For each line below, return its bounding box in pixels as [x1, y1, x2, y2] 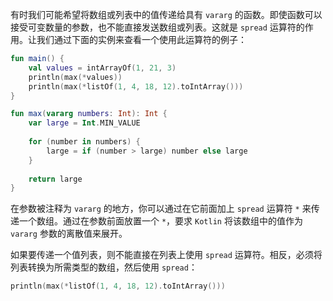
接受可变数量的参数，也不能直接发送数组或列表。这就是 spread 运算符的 [10, 21, 305, 33]
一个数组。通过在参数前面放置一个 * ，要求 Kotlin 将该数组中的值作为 [18, 215, 303, 227]
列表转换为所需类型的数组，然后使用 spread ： [10, 261, 198, 273]
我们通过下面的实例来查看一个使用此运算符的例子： [36, 34, 247, 45]
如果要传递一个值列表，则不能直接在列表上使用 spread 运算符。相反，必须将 [10, 249, 323, 261]
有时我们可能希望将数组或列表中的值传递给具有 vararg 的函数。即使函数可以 [10, 9, 323, 20]
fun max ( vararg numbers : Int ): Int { [10, 109, 168, 119]
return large [28, 174, 83, 184]
